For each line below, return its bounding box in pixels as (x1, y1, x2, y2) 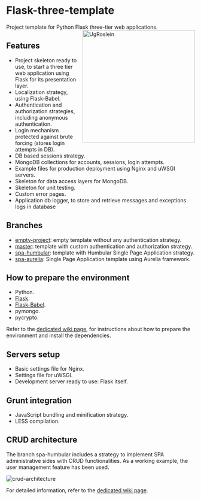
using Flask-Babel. (14, 95, 61, 102)
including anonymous (14, 114, 68, 121)
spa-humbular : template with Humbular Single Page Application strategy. (14, 249, 195, 256)
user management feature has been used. (6, 463, 109, 471)
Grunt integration (6, 395, 72, 405)
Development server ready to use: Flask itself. (14, 378, 129, 385)
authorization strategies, (14, 107, 75, 114)
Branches (6, 220, 43, 231)
